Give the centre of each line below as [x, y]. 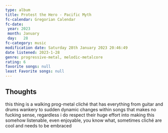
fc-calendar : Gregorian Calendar [40, 19]
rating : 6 [16, 62]
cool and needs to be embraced [38, 125]
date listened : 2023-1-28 [32, 52]
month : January [23, 34]
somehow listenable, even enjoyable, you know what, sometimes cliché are [83, 120]
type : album [18, 10]
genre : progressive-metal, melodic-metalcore [54, 57]
